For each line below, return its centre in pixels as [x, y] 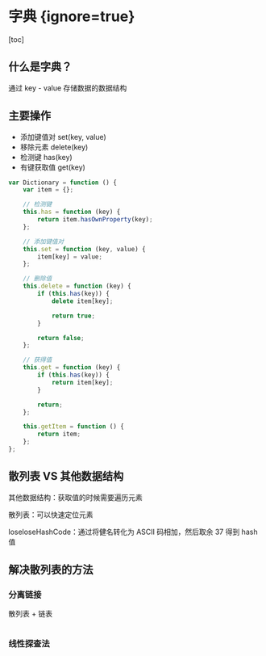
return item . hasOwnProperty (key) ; [95, 220]
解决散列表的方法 [51, 570]
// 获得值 [37, 360]
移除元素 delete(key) [54, 147]
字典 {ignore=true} [72, 17]
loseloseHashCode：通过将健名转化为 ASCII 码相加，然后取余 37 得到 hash [133, 532]
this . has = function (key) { [72, 212]
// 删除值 [37, 279]
